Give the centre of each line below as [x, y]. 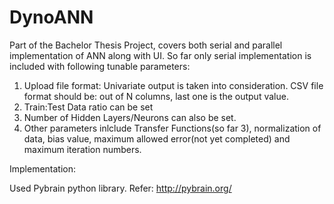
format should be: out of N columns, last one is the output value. [156, 96]
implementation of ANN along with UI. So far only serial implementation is [160, 55]
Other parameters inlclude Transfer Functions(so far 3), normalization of [172, 128]
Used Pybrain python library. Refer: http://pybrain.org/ [120, 188]
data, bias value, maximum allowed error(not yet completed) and [157, 138]
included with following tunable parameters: [100, 66]
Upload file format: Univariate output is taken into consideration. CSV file [173, 85]
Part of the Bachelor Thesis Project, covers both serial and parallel [146, 45]
